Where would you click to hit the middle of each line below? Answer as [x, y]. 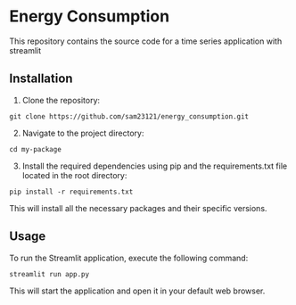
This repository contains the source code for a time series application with [146, 41]
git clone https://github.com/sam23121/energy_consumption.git [129, 116]
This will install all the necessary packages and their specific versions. [138, 208]
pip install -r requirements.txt [71, 192]
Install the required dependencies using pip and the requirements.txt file [155, 166]
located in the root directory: [74, 175]
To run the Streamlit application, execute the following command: [129, 258]
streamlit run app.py [49, 274]
